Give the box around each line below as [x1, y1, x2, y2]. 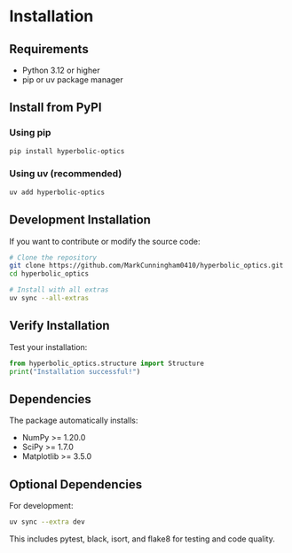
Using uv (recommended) [9, 167, 122, 180]
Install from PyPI [9, 100, 102, 115]
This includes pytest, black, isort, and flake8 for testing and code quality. [9, 534, 275, 544]
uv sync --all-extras [9, 294, 90, 303]
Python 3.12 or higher [21, 65, 100, 75]
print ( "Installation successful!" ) [9, 367, 141, 376]
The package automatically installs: [9, 415, 138, 426]
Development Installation [9, 213, 151, 228]
